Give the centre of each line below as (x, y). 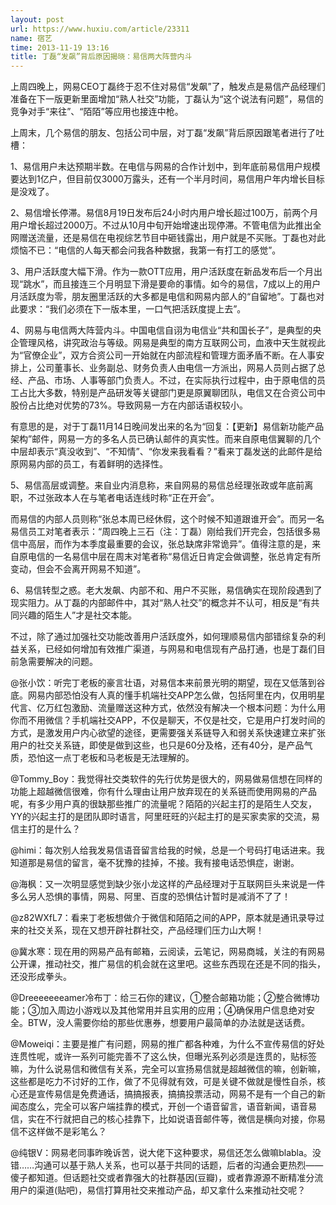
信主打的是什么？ (45, 829)
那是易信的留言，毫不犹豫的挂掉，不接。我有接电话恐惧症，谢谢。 (163, 863)
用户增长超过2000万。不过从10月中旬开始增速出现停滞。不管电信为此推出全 (166, 225)
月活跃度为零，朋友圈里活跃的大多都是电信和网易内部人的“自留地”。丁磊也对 (167, 297)
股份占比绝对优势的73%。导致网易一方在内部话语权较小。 (129, 405)
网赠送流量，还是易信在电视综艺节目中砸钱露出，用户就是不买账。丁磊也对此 (168, 238)
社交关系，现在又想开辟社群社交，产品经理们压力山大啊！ (146, 930)
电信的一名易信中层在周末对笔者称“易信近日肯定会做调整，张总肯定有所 (174, 557)
